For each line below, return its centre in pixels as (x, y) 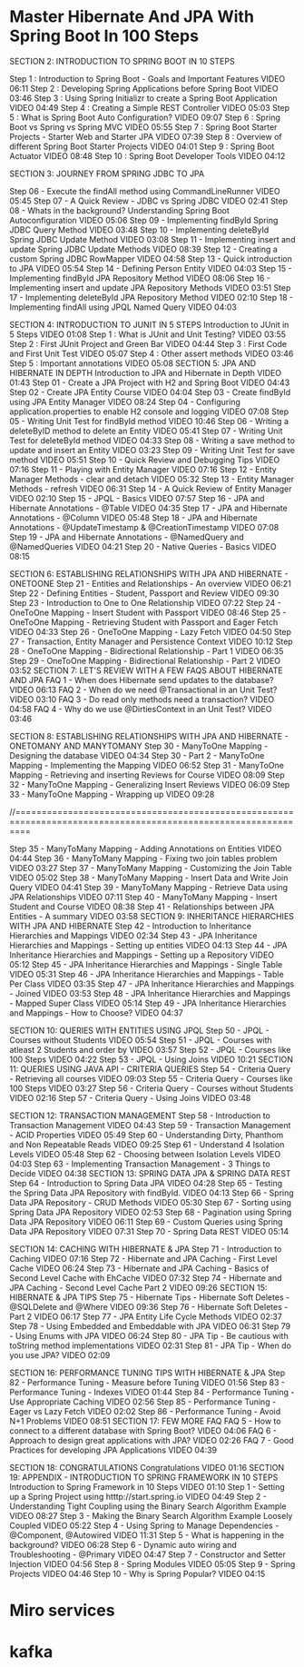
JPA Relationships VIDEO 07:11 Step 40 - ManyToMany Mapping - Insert (144, 897)
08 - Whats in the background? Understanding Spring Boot (119, 210)
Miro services (62, 1611)
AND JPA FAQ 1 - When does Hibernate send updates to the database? (142, 680)
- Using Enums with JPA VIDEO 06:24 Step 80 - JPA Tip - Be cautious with (149, 1335)
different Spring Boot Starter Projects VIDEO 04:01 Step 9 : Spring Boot (142, 146)
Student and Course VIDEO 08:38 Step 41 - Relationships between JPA (142, 907)
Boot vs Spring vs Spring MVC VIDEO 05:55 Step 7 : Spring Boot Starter (143, 127)
